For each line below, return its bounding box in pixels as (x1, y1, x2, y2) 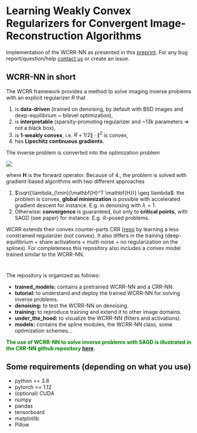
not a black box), (14, 124, 56, 131)
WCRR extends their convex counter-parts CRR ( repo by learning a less (6, 226, 179, 233)
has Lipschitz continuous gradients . (14, 137, 105, 145)
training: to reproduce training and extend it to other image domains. (14, 308, 182, 315)
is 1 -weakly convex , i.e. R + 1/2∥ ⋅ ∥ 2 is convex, (14, 130, 128, 139)
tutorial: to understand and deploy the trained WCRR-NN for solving (14, 289, 181, 296)
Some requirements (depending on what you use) (6, 362, 191, 372)
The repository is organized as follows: (6, 271, 101, 278)
